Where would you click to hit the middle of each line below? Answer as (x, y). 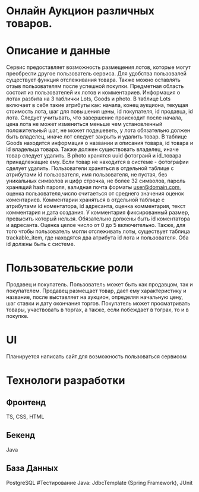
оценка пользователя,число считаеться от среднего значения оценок (95, 194)
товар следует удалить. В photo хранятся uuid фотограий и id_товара (94, 156)
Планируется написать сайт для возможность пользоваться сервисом (97, 357)
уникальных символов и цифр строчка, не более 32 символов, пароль (96, 181)
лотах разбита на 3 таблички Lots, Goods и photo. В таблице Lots (89, 99)
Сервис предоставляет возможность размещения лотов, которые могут (99, 67)
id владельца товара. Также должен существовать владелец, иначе (93, 149)
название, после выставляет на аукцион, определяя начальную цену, (95, 297)
